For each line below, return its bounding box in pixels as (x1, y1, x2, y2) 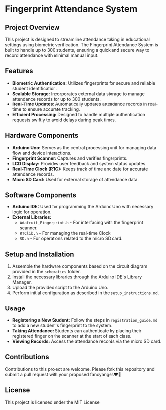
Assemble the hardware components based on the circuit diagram (12, 263, 148, 269)
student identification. (12, 85, 57, 91)
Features (5, 67, 33, 75)
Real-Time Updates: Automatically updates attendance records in (12, 101, 147, 107)
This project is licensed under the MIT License (5, 399, 100, 405)
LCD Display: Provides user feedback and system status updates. (12, 160, 147, 166)
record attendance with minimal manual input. (5, 52, 99, 58)
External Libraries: (12, 214, 52, 220)
